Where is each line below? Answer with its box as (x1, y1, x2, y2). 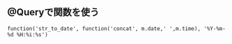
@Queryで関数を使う (7, 6, 100, 19)
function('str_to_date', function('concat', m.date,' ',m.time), (7, 25, 201, 32)
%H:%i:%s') (16, 31, 49, 38)
